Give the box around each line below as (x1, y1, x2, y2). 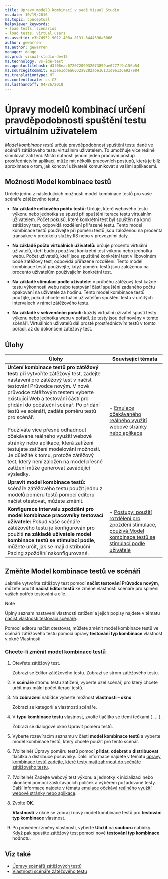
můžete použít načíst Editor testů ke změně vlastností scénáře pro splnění (5, 586, 159, 591)
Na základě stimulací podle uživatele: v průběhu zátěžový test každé (12, 279, 156, 285)
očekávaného (109, 411, 141, 418)
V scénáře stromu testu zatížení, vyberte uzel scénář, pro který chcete (12, 679, 158, 686)
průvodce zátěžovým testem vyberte (7, 389, 94, 396)
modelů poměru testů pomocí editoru (7, 491, 95, 498)
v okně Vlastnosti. (5, 636, 42, 642)
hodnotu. (12, 835, 31, 841)
